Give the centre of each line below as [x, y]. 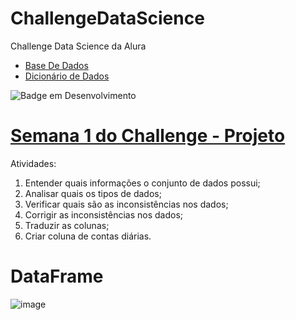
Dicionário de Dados [67, 76]
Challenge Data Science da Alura [78, 46]
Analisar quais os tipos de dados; [93, 193]
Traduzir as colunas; [67, 225]
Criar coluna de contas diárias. [88, 236]
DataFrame [57, 276]
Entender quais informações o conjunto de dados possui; [142, 183]
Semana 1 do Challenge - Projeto [148, 136]
